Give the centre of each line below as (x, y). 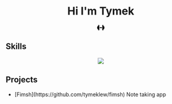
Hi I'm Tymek (101, 11)
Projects (22, 80)
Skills (16, 47)
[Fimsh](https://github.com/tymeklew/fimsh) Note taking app (90, 94)
